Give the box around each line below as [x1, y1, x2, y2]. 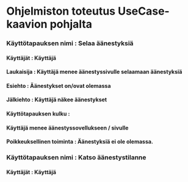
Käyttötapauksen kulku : [6, 110, 70, 117]
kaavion [6, 17, 48, 31]
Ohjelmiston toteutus [6, 4, 116, 18]
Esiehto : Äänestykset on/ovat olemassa [6, 82, 111, 89]
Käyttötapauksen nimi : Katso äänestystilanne [6, 153, 146, 162]
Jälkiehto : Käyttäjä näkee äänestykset [6, 96, 107, 103]
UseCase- [118, 4, 170, 18]
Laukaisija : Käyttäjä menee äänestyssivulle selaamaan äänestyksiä [6, 68, 183, 76]
